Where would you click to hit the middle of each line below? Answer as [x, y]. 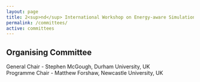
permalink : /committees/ [37, 23]
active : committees [30, 28]
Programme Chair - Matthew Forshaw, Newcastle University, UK [85, 73]
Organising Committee [49, 52]
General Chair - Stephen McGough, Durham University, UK [78, 67]
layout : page [22, 12]
